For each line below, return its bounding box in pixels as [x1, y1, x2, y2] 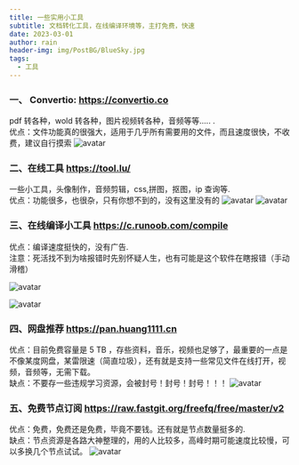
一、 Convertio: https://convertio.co [9, 93, 169, 106]
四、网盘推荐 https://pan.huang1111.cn [9, 322, 178, 334]
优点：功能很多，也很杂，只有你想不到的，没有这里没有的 [9, 195, 220, 205]
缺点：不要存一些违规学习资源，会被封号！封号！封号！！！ [9, 378, 228, 389]
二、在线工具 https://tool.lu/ [9, 162, 131, 174]
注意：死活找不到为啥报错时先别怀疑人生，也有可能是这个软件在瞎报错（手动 [9, 253, 290, 263]
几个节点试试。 [32, 446, 87, 457]
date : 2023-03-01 [9, 29, 74, 38]
